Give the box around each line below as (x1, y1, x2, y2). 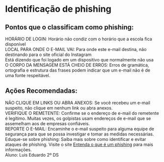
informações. (5, 146, 32, 153)
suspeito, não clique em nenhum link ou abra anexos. (5, 105, 113, 111)
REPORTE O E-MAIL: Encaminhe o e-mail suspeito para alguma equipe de (5, 126, 155, 132)
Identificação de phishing (5, 3, 111, 15)
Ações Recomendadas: (5, 87, 78, 95)
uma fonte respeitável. (5, 73, 51, 78)
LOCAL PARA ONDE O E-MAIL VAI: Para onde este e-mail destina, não (5, 47, 147, 52)
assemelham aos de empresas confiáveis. (5, 120, 90, 126)
